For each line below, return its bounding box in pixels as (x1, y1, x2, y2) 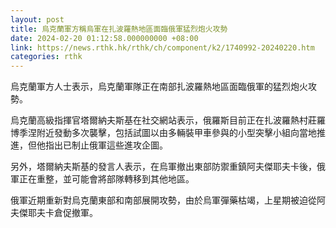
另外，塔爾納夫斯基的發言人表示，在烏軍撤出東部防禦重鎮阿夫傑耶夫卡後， (10, 161, 317, 173)
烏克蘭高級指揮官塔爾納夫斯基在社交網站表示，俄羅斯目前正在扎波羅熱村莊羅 (10, 114, 326, 126)
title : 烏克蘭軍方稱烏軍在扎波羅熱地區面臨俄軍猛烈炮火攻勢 (10, 24, 228, 34)
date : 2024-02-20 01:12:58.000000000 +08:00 (10, 33, 199, 43)
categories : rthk (10, 52, 83, 62)
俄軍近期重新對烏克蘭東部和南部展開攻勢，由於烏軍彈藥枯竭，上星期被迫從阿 (10, 194, 326, 206)
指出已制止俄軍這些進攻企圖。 (44, 139, 168, 151)
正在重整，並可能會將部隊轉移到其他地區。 (18, 173, 195, 185)
